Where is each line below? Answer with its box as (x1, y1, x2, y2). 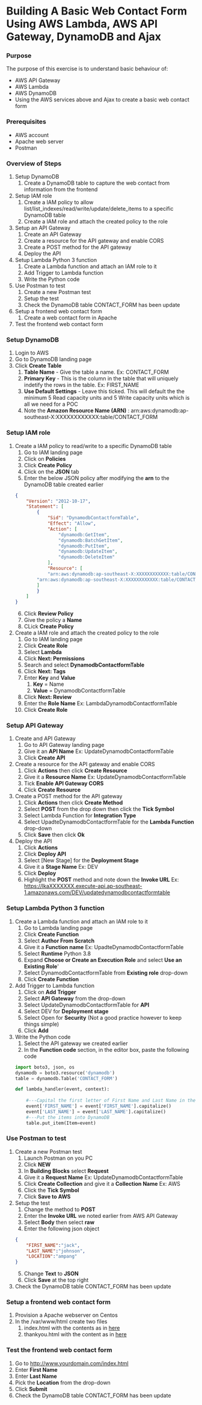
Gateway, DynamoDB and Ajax (6, 30, 161, 43)
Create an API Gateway (23, 231, 82, 238)
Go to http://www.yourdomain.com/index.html (14, 1360, 129, 1367)
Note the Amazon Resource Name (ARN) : (23, 407, 130, 414)
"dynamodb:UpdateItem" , (58, 548, 118, 555)
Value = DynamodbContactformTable (32, 687, 126, 694)
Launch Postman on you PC (23, 1154, 93, 1162)
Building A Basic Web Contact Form (6, 4, 188, 18)
